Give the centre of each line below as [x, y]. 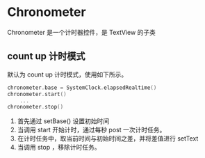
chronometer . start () [37, 94]
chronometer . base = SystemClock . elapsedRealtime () [82, 88]
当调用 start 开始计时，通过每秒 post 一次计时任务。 [91, 130]
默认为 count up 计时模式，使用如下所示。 [67, 74]
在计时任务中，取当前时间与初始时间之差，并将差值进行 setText [108, 139]
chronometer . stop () [35, 107]
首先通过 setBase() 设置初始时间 [63, 121]
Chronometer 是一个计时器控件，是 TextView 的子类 [82, 32]
